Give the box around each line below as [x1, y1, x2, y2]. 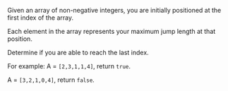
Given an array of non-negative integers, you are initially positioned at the [7, 6, 222, 14]
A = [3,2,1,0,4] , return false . [7, 75, 95, 84]
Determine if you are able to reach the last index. [7, 49, 150, 56]
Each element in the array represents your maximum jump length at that [7, 28, 216, 35]
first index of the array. [7, 13, 74, 22]
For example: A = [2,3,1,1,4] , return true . [7, 62, 131, 70]
